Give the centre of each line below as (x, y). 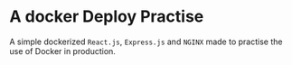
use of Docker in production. (62, 51)
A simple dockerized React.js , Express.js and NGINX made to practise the (146, 42)
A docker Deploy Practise (107, 17)
